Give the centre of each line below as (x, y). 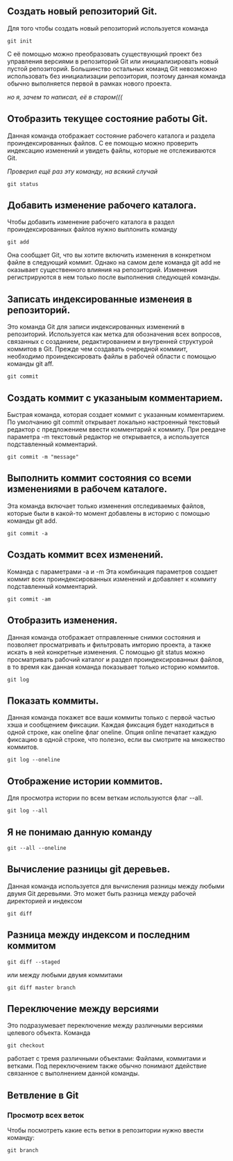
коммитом (32, 946)
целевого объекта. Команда (49, 1033)
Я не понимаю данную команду (80, 832)
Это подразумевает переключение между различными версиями (105, 1025)
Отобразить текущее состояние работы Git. (107, 119)
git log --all (28, 811)
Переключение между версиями (83, 1009)
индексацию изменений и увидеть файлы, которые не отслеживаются (112, 150)
